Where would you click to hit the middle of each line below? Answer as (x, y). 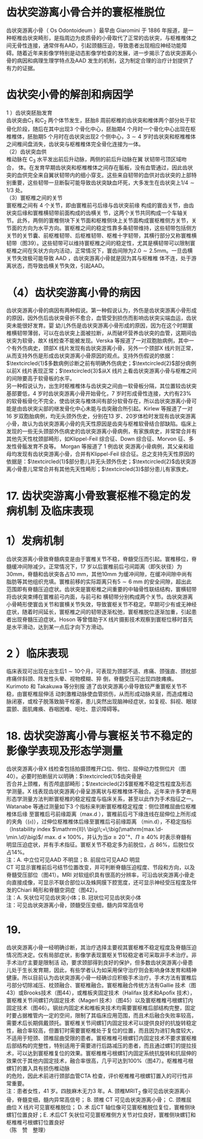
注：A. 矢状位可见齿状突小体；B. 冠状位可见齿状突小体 (74, 898)
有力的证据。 (22, 68)
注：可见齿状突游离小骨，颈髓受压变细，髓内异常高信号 (75, 905)
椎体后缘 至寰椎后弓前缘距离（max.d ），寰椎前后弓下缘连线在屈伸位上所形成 (101, 814)
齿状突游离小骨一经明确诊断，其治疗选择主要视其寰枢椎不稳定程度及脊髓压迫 (101, 947)
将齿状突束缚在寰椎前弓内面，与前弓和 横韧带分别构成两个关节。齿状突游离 (100, 597)
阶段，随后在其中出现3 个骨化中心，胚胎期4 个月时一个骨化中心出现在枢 (106, 129)
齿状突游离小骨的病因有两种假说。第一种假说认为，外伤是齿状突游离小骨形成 (101, 310)
